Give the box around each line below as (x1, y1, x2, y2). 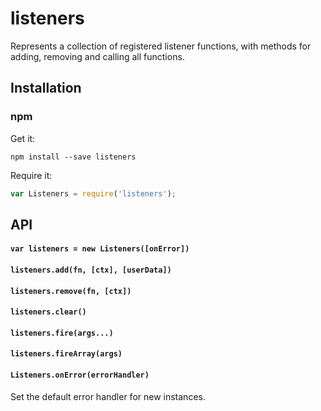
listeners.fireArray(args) (10, 349, 123, 359)
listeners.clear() (10, 307, 87, 317)
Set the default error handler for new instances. (10, 390, 206, 402)
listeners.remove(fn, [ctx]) (10, 286, 132, 296)
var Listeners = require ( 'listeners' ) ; (10, 188, 177, 199)
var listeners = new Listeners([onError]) (10, 244, 190, 254)
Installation (10, 80, 82, 97)
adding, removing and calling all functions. (10, 50, 185, 62)
